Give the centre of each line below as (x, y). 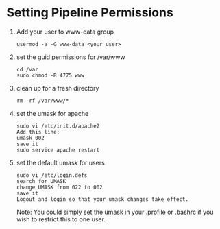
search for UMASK (41, 181)
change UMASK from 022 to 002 (60, 187)
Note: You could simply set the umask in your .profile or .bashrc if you (115, 212)
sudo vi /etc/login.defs (52, 175)
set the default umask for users (61, 162)
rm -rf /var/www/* (42, 101)
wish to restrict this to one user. (61, 219)
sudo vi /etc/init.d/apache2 (58, 126)
